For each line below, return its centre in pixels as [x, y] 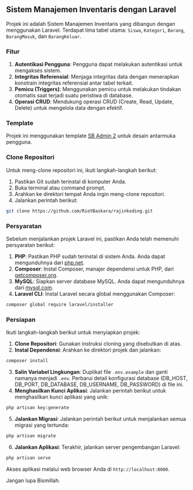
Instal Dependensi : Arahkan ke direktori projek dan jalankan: [88, 350]
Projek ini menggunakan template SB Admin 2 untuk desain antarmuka [91, 136]
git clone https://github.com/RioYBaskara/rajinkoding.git [80, 211]
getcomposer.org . [36, 275]
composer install [27, 361]
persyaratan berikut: [31, 245]
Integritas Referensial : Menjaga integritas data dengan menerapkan [97, 77]
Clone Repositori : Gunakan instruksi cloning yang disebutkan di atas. [98, 344]
